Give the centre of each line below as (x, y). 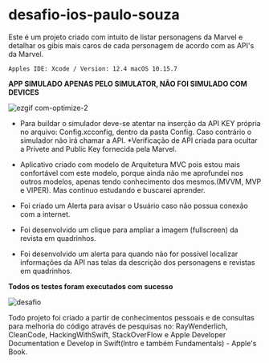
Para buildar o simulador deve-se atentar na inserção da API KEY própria (140, 123)
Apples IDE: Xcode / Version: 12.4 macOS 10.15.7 (93, 69)
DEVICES (24, 92)
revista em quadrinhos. (58, 238)
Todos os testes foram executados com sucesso (91, 286)
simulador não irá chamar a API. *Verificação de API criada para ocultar (139, 140)
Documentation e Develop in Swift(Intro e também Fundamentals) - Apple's (132, 343)
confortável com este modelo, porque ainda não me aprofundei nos (131, 173)
